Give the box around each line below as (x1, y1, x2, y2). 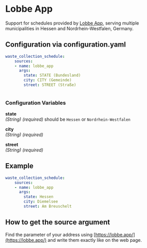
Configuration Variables (5, 99, 66, 106)
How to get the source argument (5, 218, 110, 227)
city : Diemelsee (23, 199, 58, 205)
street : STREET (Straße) (23, 82, 77, 87)
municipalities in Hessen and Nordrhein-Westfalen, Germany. (5, 25, 134, 31)
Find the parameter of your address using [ (5, 231, 96, 238)
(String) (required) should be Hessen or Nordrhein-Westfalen (5, 116, 131, 123)
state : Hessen (23, 194, 54, 199)
